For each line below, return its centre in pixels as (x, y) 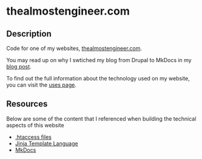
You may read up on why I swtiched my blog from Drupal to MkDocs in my (99, 60)
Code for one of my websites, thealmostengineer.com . (74, 48)
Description (29, 34)
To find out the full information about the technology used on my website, (98, 78)
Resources (27, 104)
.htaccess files (33, 137)
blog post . (19, 66)
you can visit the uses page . (42, 85)
